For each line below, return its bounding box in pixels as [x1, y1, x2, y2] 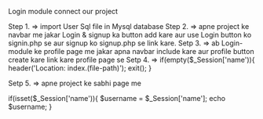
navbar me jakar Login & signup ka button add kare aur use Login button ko [8, 31, 252, 39]
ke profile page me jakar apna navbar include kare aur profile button [34, 47, 254, 56]
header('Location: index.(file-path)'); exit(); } [8, 63, 152, 73]
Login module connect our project [8, 7, 119, 16]
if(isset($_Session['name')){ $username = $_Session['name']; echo [8, 94, 226, 103]
